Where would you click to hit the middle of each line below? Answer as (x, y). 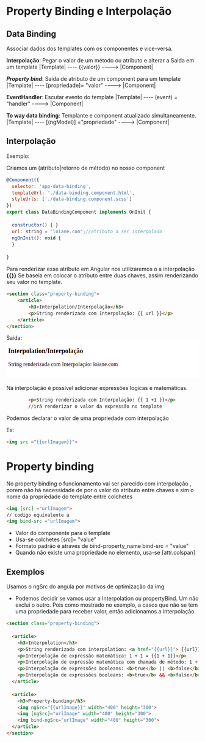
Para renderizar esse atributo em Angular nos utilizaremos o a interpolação (101, 269)
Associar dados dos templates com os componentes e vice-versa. (89, 48)
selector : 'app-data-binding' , (52, 186)
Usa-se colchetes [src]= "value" (56, 539)
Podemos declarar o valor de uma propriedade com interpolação (88, 418)
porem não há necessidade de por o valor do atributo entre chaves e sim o (100, 490)
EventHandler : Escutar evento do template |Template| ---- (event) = (92, 97)
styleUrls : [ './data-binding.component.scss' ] (72, 199)
